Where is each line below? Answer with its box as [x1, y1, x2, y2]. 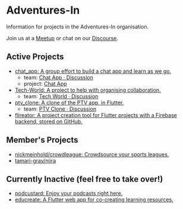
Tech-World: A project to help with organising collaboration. [14, 86, 162, 94]
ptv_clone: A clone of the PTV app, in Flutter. [14, 99, 124, 106]
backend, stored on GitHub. [14, 118, 83, 125]
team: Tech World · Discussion [23, 92, 99, 99]
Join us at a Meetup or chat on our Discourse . [6, 34, 119, 41]
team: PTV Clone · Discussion [23, 105, 97, 112]
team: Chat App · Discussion [23, 73, 94, 81]
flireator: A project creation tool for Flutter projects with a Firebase [14, 111, 177, 118]
